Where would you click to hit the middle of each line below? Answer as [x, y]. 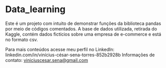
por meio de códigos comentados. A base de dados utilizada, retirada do [81, 28]
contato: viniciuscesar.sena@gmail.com [47, 60]
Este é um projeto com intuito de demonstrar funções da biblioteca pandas [83, 23]
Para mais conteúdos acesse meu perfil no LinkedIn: [60, 49]
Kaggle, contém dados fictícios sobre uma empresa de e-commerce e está [83, 34]
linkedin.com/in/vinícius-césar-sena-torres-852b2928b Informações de [80, 55]
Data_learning [35, 9]
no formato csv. [22, 40]
